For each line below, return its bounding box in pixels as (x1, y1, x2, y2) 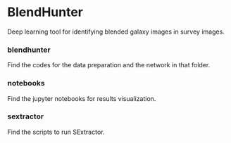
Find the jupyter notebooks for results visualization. (7, 94, 156, 102)
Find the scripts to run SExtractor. (7, 128, 105, 136)
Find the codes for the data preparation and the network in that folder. (7, 61, 211, 69)
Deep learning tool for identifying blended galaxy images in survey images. (7, 27, 225, 36)
